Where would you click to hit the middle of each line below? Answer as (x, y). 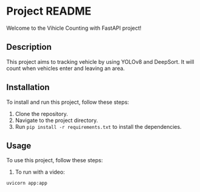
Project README (49, 11)
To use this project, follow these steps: (55, 160)
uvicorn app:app (27, 183)
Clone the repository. (41, 114)
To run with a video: (40, 172)
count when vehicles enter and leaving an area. (66, 68)
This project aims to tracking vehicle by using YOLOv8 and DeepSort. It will (100, 61)
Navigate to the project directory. (57, 120)
